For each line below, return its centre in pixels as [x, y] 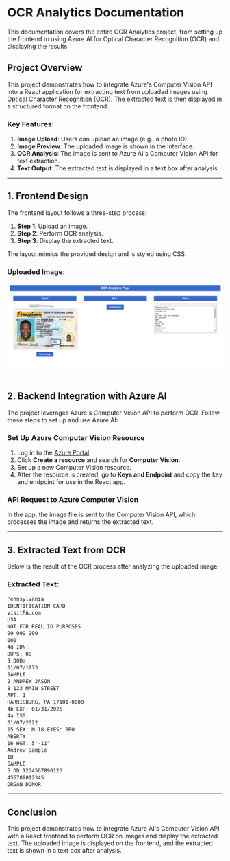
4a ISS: [18, 716]
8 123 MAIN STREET [33, 689]
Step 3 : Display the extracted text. [65, 240]
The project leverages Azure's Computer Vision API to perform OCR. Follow [114, 413]
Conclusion [32, 812]
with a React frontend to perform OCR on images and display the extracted [113, 836]
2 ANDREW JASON [29, 682]
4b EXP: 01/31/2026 [35, 709]
